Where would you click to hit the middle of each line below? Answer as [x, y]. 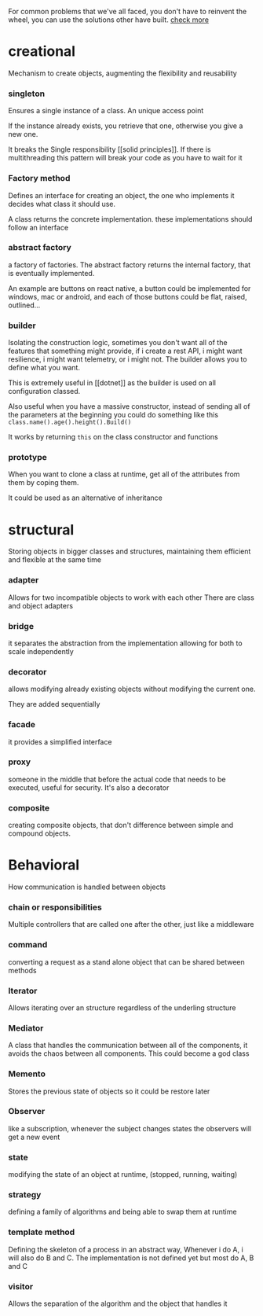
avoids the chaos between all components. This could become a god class [129, 1053]
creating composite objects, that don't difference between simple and [121, 825]
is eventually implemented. [51, 273]
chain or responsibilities [55, 907]
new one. [23, 134]
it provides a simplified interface [60, 741]
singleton [27, 94]
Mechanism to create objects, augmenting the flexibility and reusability [122, 73]
